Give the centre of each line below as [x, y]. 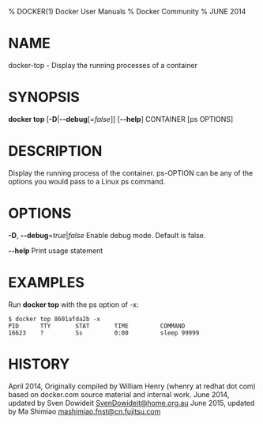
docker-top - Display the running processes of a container [103, 65]
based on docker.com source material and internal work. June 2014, [119, 394]
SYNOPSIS [44, 97]
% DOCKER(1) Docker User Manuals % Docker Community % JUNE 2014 [127, 11]
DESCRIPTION [55, 151]
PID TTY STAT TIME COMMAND [97, 326]
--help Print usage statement [56, 250]
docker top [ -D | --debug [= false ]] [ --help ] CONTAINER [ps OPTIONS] [121, 119]
